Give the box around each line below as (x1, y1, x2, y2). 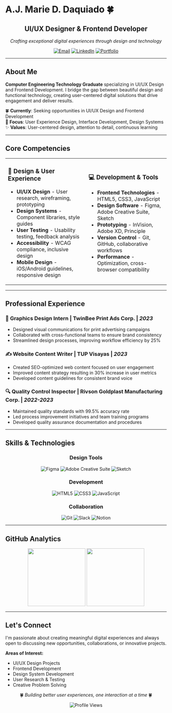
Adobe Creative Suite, (97, 208, 150, 215)
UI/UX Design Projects (12, 660, 60, 666)
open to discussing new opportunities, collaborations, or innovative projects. (5, 640, 167, 646)
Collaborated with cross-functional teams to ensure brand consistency (12, 332, 162, 338)
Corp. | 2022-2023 (5, 396, 54, 403)
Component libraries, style (16, 214, 80, 221)
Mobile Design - (16, 258, 57, 265)
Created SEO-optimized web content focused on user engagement (12, 364, 154, 370)
